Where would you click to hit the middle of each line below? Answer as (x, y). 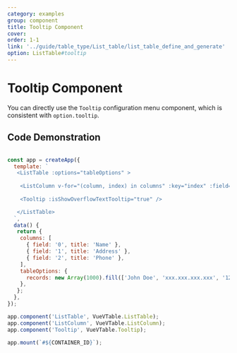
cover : (17, 34)
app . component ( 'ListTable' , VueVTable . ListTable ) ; (83, 316)
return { (29, 232)
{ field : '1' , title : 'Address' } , (78, 251)
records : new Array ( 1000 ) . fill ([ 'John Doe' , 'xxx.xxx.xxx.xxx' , (122, 277)
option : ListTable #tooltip (47, 54)
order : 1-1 (23, 40)
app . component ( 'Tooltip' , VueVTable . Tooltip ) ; (77, 330)
